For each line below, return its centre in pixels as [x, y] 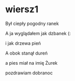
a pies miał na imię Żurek [31, 63]
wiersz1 [22, 9]
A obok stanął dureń [27, 53]
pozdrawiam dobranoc [29, 73]
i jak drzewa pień [23, 43]
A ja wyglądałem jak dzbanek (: [38, 33]
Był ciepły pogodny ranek [32, 23]
